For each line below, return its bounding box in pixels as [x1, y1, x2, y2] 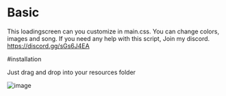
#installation [7, 54, 42, 63]
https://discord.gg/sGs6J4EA [7, 42, 90, 50]
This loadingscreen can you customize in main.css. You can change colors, [7, 27, 220, 35]
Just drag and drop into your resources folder [7, 68, 136, 76]
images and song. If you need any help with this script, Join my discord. [7, 34, 210, 42]
